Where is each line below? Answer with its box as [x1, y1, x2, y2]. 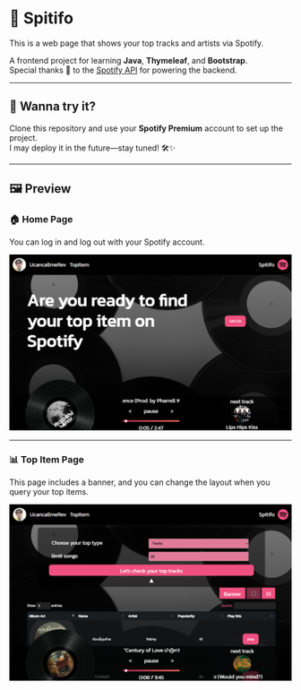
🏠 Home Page [9, 213, 73, 226]
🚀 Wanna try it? [9, 99, 97, 115]
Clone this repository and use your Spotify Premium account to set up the [9, 123, 284, 134]
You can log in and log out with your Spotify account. [9, 237, 205, 247]
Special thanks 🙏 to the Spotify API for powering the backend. [9, 65, 237, 75]
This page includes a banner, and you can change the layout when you [9, 477, 271, 487]
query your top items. [9, 487, 89, 497]
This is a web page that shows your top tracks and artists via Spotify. [9, 38, 264, 48]
